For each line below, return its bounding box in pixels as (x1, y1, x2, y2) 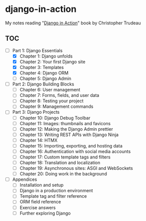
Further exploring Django (19, 210, 71, 216)
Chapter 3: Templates (19, 64, 64, 70)
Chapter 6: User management (19, 87, 81, 93)
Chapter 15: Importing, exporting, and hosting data (19, 143, 123, 148)
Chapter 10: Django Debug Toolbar (19, 115, 91, 121)
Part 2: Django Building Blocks (12, 81, 74, 87)
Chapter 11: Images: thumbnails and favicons (19, 120, 111, 126)
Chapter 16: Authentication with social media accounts (19, 148, 131, 154)
